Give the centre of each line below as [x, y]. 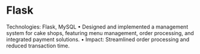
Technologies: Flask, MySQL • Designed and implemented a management [97, 27]
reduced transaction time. [38, 46]
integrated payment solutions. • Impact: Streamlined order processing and [98, 39]
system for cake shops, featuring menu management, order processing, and [100, 33]
